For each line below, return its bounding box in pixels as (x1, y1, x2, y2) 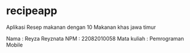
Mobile (6, 41, 23, 48)
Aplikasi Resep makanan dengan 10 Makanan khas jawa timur (6, 24, 156, 31)
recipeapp (6, 4, 57, 18)
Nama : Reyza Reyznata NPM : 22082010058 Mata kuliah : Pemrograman (6, 35, 185, 42)
